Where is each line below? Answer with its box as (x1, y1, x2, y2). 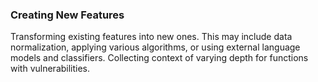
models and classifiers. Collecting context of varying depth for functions (10, 52, 309, 64)
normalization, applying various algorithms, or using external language (10, 41, 301, 53)
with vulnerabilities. (10, 63, 91, 75)
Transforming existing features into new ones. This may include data (10, 31, 293, 43)
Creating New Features (10, 8, 125, 22)
